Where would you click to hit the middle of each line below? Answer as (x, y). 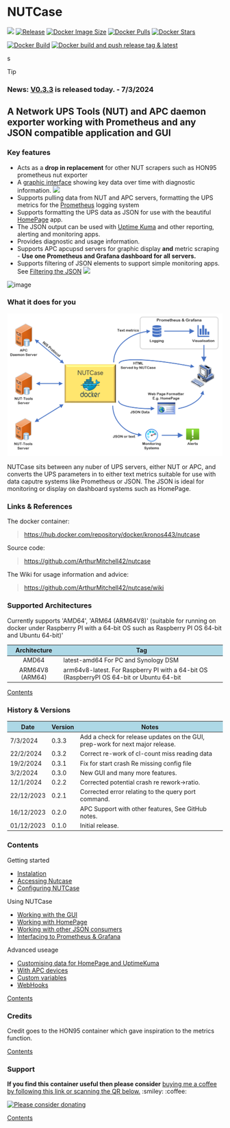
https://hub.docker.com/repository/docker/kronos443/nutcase (112, 535)
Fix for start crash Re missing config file (136, 763)
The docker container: (38, 521)
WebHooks (33, 985)
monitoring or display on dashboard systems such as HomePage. (99, 489)
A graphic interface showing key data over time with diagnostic (106, 182)
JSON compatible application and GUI (89, 133)
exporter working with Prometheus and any (102, 122)
